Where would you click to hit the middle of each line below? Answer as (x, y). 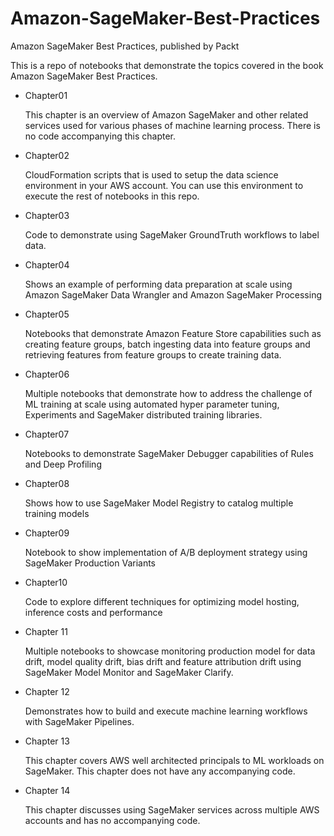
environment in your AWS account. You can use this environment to (164, 185)
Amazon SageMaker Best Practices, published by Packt (125, 46)
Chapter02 (47, 155)
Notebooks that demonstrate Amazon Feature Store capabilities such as (173, 333)
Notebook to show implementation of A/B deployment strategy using (166, 552)
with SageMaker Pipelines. (79, 721)
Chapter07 (47, 434)
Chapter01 (46, 95)
